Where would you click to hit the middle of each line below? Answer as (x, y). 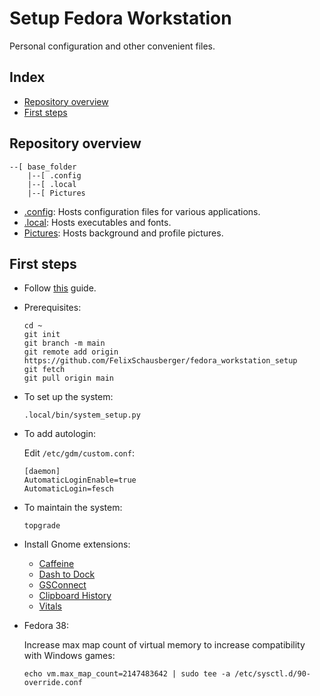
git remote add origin (71, 352)
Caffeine (56, 564)
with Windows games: (69, 656)
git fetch (44, 370)
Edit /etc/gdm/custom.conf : (79, 453)
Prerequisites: (52, 308)
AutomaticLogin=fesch (68, 489)
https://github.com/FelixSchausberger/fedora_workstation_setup (160, 361)
